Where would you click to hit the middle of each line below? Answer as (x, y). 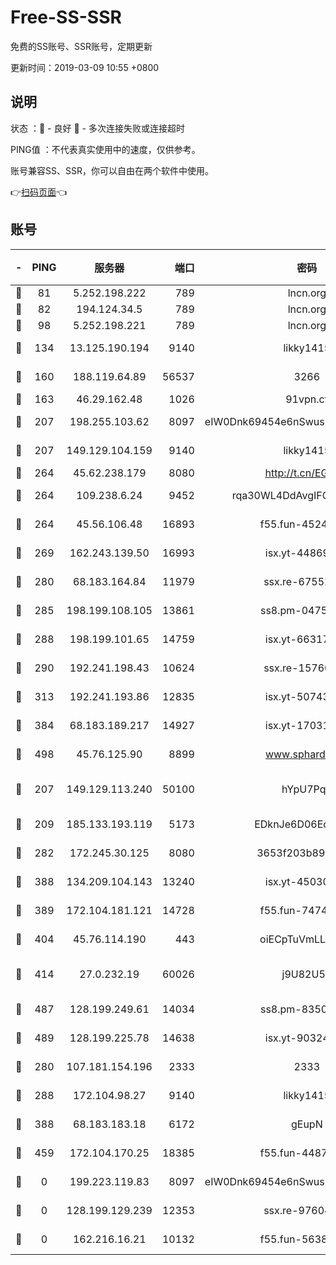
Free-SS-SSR (66, 17)
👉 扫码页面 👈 (39, 192)
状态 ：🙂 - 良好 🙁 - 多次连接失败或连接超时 (97, 128)
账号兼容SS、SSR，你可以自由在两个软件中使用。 (112, 170)
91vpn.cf (307, 399)
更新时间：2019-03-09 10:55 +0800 (85, 67)
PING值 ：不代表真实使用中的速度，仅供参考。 (105, 149)
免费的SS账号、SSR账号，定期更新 (81, 46)
